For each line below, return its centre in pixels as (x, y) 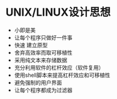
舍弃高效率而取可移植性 (43, 52)
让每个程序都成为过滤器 (43, 90)
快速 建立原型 (31, 45)
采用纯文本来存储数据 (40, 60)
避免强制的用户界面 (38, 82)
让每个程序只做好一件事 (43, 37)
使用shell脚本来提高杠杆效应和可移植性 (62, 75)
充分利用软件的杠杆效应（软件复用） (59, 67)
